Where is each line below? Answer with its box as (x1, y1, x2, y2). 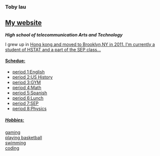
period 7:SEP (12, 100, 39, 106)
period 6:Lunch (12, 95, 43, 101)
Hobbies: (5, 117, 25, 123)
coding (5, 145, 20, 151)
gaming (5, 129, 21, 135)
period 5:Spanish (12, 90, 47, 96)
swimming (5, 140, 26, 146)
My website (5, 19, 42, 27)
